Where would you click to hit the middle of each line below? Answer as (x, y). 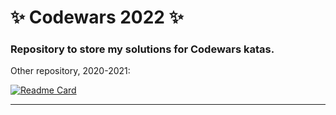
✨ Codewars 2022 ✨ (97, 17)
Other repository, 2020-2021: (70, 71)
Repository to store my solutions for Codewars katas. (142, 49)
